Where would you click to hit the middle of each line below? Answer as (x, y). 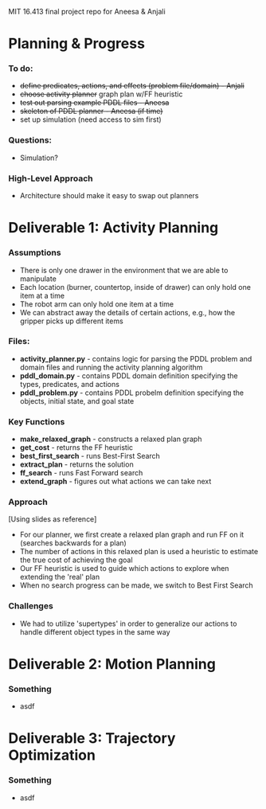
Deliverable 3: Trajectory (92, 739)
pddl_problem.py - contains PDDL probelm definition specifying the (132, 393)
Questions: (30, 140)
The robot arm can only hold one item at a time (96, 304)
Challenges (31, 606)
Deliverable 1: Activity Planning (113, 228)
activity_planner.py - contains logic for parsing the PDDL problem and (136, 358)
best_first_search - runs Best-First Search (90, 456)
